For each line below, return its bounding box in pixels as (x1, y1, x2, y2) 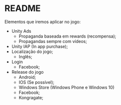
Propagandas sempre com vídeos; (18, 38, 87, 44)
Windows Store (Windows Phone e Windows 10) (18, 84, 115, 90)
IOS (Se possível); (18, 79, 54, 85)
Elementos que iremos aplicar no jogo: (4, 19, 81, 25)
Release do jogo (11, 69, 44, 75)
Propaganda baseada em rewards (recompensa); (18, 33, 117, 39)
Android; (18, 74, 36, 80)
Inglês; (18, 53, 32, 59)
